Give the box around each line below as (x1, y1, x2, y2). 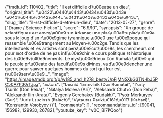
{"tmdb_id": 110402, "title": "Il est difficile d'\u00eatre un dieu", (5, 4, 131, 10)
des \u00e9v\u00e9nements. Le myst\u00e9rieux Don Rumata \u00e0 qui (5, 56, 154, 61)
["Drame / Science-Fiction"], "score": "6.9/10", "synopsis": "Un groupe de (5, 25, 153, 31)
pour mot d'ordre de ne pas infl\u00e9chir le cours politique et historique (5, 51, 152, 56)
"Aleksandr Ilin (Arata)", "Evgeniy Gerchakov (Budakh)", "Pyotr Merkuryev (5, 92, 153, 98)
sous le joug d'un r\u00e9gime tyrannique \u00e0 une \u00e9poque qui (5, 35, 150, 41)
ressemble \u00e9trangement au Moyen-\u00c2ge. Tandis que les (5, 40, 139, 46)
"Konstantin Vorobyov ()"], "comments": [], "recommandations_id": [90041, (5, 102, 156, 108)
